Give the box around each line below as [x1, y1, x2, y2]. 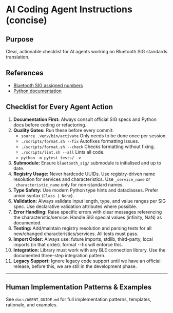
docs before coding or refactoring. [13, 121, 87, 128]
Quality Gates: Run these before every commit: [13, 127, 114, 133]
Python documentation [13, 88, 62, 94]
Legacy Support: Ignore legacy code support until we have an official [13, 258, 161, 264]
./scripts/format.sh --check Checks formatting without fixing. [21, 143, 156, 150]
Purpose [6, 35, 34, 44]
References [6, 69, 44, 77]
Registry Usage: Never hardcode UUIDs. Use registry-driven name [13, 171, 156, 177]
